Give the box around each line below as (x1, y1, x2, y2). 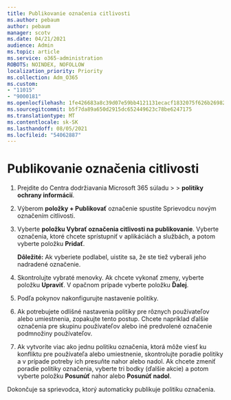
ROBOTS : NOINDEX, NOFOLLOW (7, 61, 85, 68)
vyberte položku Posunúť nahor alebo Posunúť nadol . (16, 372, 172, 380)
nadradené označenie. (16, 260, 81, 269)
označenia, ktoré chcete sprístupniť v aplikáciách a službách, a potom (16, 232, 215, 241)
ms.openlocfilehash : (7, 100, 67, 107)
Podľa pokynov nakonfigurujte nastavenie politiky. (16, 294, 159, 302)
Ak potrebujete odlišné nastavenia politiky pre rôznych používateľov (16, 307, 210, 316)
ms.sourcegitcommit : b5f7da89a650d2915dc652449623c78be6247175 (7, 106, 192, 113)
